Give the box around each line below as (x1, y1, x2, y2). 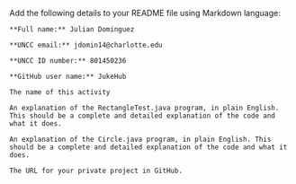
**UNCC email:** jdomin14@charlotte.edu (9, 40, 164, 49)
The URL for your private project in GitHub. (9, 166, 183, 175)
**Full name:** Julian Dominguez (9, 25, 135, 34)
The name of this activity (9, 88, 111, 97)
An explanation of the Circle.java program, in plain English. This (9, 135, 272, 144)
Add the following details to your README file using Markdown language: (9, 8, 281, 18)
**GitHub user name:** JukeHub (9, 72, 127, 81)
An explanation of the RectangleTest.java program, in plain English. (9, 103, 280, 112)
